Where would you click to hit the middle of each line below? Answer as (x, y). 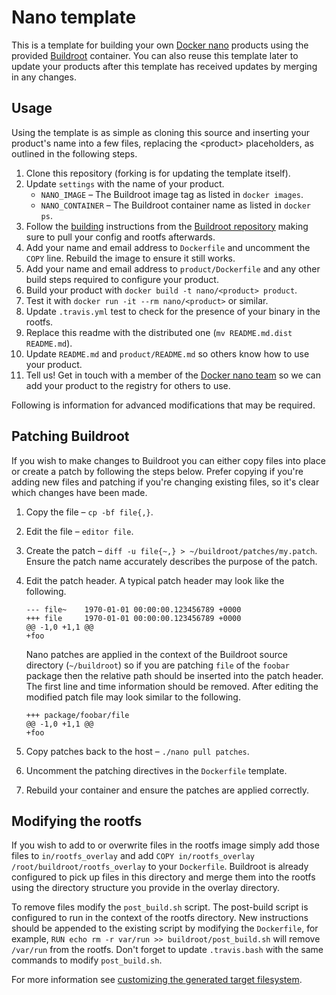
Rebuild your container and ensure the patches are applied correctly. (167, 790)
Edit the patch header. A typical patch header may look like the (155, 580)
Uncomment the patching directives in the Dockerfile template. (156, 770)
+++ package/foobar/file (77, 715)
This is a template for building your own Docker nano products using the (160, 45)
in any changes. (44, 77)
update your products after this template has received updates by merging (164, 66)
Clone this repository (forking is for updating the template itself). (158, 173)
